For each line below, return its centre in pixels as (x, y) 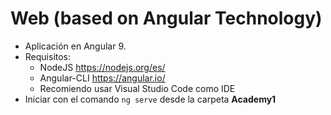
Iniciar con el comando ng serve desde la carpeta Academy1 (150, 99)
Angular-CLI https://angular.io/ (102, 78)
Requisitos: (48, 56)
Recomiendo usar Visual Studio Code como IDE (137, 88)
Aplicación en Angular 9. (75, 46)
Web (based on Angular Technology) (166, 18)
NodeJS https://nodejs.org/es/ (102, 67)
